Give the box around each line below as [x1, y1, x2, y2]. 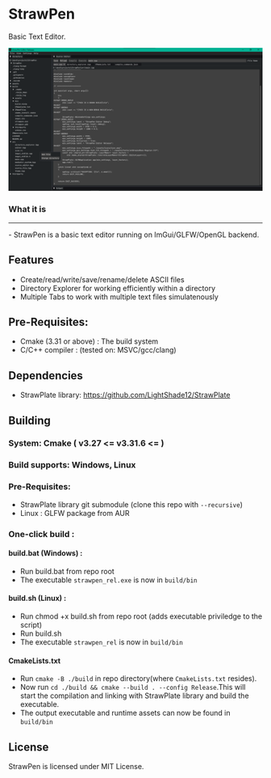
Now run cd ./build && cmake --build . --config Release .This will [19, 683, 246, 692]
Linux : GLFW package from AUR [19, 508, 130, 518]
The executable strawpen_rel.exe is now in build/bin [19, 575, 198, 585]
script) [19, 620, 43, 630]
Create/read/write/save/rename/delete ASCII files [19, 274, 185, 284]
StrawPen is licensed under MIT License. [8, 762, 144, 772]
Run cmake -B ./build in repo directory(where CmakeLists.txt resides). [19, 674, 257, 683]
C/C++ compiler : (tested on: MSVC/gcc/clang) [19, 345, 177, 355]
